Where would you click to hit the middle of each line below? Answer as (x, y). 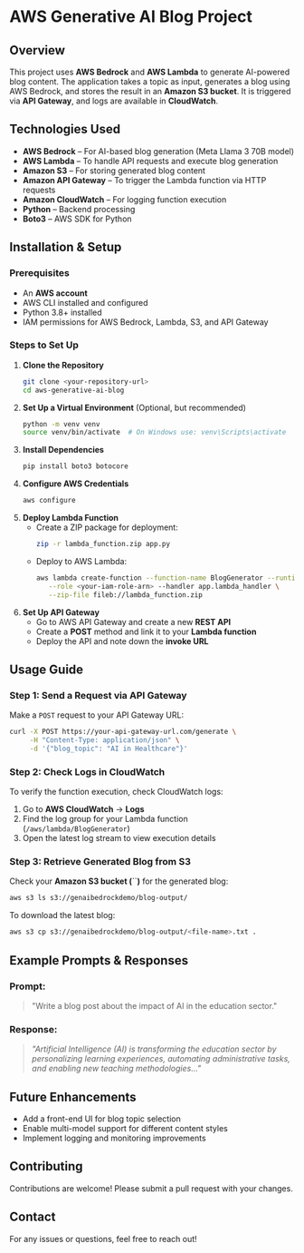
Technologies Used (65, 129)
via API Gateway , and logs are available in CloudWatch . (114, 101)
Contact (33, 1217)
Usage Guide (47, 669)
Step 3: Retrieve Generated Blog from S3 (100, 862)
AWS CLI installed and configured (85, 302)
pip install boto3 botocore (75, 466)
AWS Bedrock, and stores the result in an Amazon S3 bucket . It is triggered (150, 91)
